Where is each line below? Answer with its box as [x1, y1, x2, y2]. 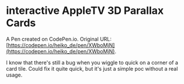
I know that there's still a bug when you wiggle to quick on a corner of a [6, 59, 178, 66]
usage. [6, 71, 23, 78]
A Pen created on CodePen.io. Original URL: [6, 35, 112, 42]
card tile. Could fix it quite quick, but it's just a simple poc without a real [6, 65, 178, 72]
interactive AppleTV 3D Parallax [6, 4, 164, 17]
